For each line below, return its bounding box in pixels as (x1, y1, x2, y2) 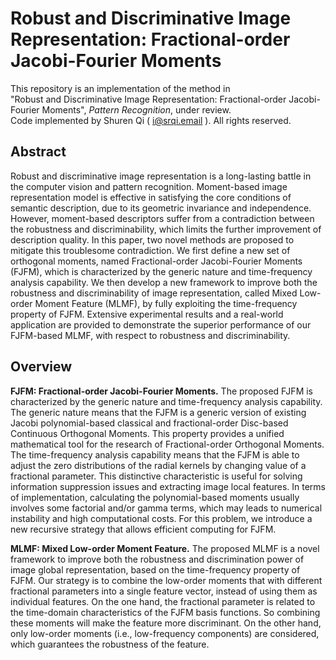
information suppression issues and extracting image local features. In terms (10, 480, 326, 492)
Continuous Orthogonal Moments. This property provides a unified (10, 427, 285, 439)
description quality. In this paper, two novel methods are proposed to (10, 233, 295, 246)
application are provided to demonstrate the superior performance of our (10, 318, 312, 331)
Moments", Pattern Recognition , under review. (41, 103, 232, 116)
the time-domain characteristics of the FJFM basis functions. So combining (10, 606, 321, 618)
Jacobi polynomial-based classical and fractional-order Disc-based (10, 417, 289, 429)
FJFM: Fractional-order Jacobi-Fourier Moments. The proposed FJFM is (10, 385, 313, 397)
